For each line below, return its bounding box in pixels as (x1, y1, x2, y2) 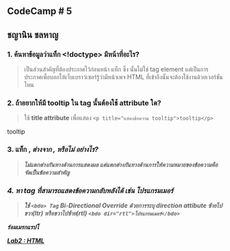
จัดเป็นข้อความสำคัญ (23, 168, 70, 176)
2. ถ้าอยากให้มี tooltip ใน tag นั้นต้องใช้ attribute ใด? (7, 98, 161, 107)
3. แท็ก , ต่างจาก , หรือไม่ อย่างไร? (7, 144, 99, 154)
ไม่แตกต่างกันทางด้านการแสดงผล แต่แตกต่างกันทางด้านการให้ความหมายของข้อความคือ (23, 160, 218, 168)
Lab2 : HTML (7, 237, 45, 245)
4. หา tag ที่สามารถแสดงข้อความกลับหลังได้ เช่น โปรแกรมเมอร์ (7, 186, 174, 195)
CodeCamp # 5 (7, 6, 72, 17)
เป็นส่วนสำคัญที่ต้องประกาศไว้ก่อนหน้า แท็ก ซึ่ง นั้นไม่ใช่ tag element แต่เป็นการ (23, 65, 209, 74)
